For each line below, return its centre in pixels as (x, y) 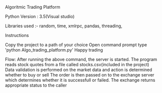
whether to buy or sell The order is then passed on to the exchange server (80, 75)
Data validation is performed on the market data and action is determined (79, 70)
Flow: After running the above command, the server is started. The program (81, 59)
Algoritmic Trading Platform (33, 7)
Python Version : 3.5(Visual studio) (40, 16)
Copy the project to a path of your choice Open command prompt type (76, 45)
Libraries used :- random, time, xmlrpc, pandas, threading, (64, 26)
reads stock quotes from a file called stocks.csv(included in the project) (77, 65)
